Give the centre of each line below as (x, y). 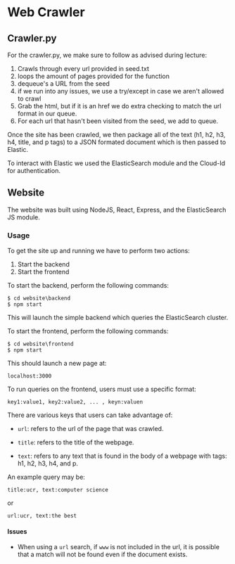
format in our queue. (47, 114)
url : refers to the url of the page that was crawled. (90, 429)
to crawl (29, 98)
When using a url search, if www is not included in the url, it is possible (119, 547)
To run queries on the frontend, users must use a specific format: (102, 389)
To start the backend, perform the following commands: (88, 286)
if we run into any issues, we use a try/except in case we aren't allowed (121, 91)
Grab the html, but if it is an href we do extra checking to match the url (119, 106)
